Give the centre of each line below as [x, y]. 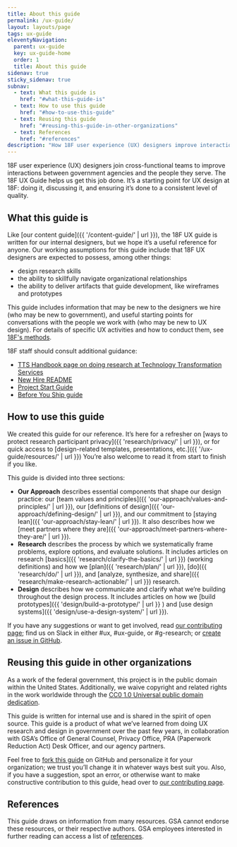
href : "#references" [50, 139]
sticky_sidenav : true [39, 80]
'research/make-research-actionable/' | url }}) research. [99, 581]
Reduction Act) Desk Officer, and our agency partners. [86, 746]
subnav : [19, 86]
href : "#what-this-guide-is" [63, 100]
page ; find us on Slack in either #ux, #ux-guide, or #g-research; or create [114, 633]
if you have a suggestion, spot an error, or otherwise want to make [104, 774]
